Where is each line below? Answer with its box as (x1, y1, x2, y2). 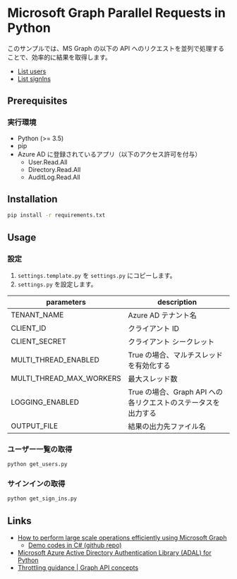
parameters (45, 298, 86, 307)
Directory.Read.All (28, 165, 81, 173)
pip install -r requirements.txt (7, 212, 106, 219)
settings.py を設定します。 (17, 280, 97, 288)
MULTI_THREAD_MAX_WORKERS (11, 374, 121, 383)
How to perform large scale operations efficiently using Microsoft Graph (17, 534, 227, 542)
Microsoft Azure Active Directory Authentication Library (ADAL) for (17, 549, 212, 557)
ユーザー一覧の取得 (7, 444, 73, 454)
